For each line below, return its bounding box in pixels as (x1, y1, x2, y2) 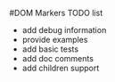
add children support (21, 62, 100, 73)
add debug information (21, 25, 107, 35)
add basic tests (21, 44, 78, 54)
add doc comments (21, 53, 94, 63)
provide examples (21, 35, 88, 45)
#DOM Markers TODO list (9, 8, 103, 18)
